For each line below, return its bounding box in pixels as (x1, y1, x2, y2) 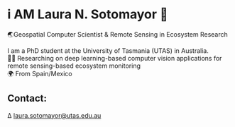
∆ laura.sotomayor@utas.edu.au (7, 111, 102, 119)
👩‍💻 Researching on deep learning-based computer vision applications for (7, 54, 222, 62)
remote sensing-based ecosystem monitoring (7, 61, 141, 70)
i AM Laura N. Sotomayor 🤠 (7, 6, 168, 23)
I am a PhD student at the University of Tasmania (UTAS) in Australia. (7, 46, 209, 55)
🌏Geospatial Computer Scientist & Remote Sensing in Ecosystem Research (7, 30, 229, 38)
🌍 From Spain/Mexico (7, 69, 72, 78)
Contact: (7, 92, 48, 104)
